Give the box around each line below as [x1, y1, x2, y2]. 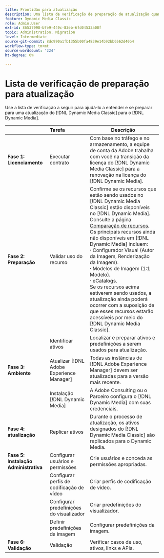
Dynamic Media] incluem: [89, 241, 148, 248]
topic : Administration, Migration [5, 30, 76, 35]
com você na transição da [89, 153, 149, 160]
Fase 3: [7, 364, 25, 371]
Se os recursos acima [89, 283, 140, 290]
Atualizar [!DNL [49, 358, 85, 365]
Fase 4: [7, 425, 25, 432]
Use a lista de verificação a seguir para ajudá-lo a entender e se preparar [5, 105, 153, 111]
